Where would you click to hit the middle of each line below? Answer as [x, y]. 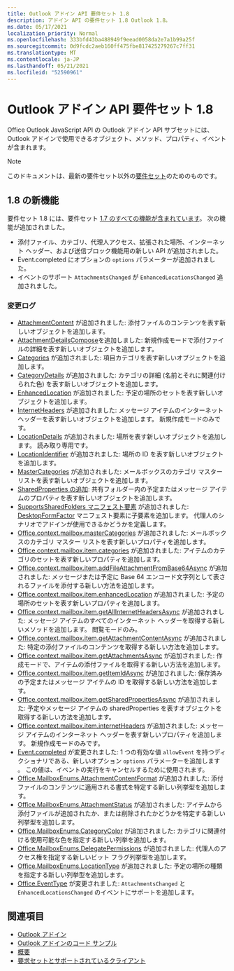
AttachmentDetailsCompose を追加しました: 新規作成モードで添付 [111, 340]
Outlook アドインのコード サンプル [67, 943]
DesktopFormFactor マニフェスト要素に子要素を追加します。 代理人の [118, 515]
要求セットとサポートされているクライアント [81, 960]
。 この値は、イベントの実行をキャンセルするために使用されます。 [113, 769]
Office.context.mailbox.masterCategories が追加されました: [103, 533]
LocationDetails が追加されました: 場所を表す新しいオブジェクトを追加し [122, 436]
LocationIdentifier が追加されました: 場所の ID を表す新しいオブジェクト [120, 454]
